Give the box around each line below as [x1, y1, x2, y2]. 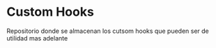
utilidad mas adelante [6, 34, 68, 42]
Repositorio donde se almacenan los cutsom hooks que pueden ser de [6, 27, 210, 35]
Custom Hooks [6, 4, 95, 20]
